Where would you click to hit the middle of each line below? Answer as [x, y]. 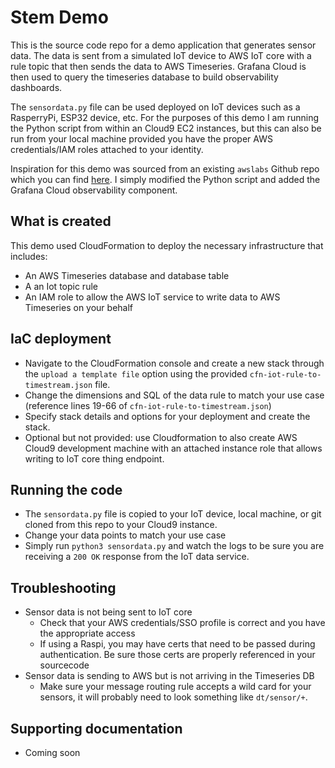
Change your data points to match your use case [125, 535]
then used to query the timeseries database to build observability [144, 77]
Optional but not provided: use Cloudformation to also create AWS [161, 437]
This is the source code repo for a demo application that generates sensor [163, 45]
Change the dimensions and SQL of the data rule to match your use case [174, 395]
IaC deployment [61, 339]
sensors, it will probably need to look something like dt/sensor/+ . [173, 697]
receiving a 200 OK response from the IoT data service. [137, 557]
